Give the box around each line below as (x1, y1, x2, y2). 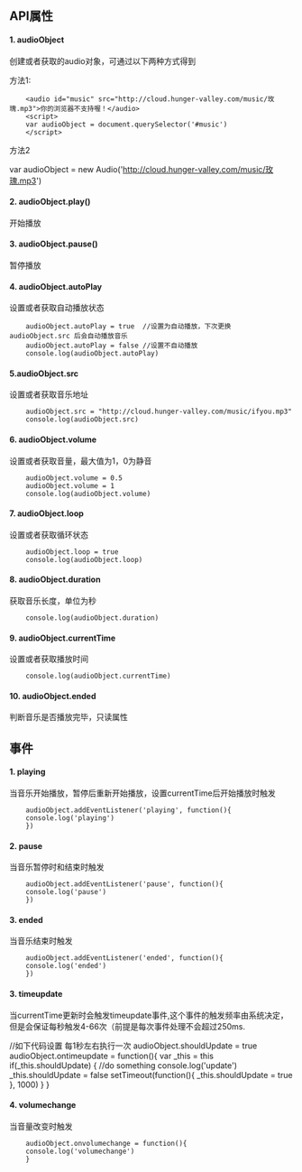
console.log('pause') (25, 888, 106, 897)
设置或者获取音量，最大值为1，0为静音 (9, 455, 152, 466)
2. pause (9, 840, 43, 851)
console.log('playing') (25, 814, 115, 823)
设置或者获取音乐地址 (9, 389, 88, 400)
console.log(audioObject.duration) (25, 614, 160, 623)
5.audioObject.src (9, 368, 79, 379)
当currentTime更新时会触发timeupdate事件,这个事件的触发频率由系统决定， (9, 1010, 288, 1020)
